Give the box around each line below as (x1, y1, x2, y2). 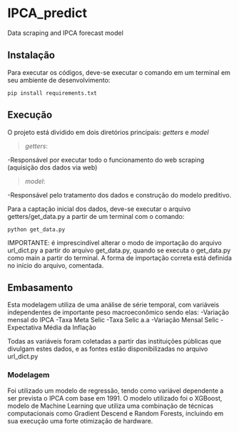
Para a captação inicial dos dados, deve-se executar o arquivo (7, 205, 191, 213)
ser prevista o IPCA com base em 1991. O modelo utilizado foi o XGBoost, (7, 394, 223, 402)
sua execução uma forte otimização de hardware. (7, 416, 153, 425)
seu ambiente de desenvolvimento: (7, 76, 111, 84)
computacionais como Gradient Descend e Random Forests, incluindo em (7, 408, 223, 418)
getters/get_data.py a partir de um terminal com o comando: (7, 212, 185, 220)
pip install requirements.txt (7, 89, 98, 97)
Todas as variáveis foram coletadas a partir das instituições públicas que (7, 337, 222, 346)
